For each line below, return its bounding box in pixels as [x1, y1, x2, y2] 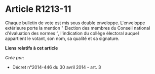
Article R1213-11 [5, 3, 72, 15]
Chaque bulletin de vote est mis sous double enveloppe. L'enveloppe [5, 20, 146, 26]
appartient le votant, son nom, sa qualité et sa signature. [5, 36, 119, 41]
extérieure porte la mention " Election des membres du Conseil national [5, 25, 151, 31]
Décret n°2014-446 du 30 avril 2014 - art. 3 [12, 64, 101, 70]
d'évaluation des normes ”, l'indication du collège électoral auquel [5, 30, 139, 36]
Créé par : [5, 54, 25, 60]
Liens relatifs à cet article [5, 45, 58, 51]
